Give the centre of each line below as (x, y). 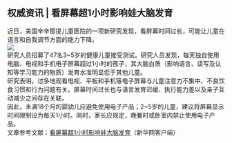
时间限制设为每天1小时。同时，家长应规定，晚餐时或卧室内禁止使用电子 (108, 115)
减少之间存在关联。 (40, 98)
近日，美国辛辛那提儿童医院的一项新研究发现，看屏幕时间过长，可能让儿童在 (116, 31)
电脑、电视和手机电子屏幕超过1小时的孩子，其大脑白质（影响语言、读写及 (111, 63)
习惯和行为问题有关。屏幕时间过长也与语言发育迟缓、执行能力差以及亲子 (116, 89)
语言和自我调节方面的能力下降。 (52, 39)
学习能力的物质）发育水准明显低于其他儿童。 (83, 72)
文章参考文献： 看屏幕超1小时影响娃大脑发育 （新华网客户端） (93, 132)
